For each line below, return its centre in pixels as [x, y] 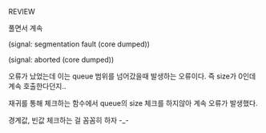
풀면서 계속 [26, 28]
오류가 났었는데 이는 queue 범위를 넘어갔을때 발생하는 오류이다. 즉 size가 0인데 [132, 76]
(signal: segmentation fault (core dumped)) [79, 44]
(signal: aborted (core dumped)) [61, 60]
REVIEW [22, 12]
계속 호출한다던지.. [37, 86]
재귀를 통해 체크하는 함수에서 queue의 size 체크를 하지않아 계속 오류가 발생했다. [133, 103]
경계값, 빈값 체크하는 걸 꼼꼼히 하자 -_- [69, 120]
